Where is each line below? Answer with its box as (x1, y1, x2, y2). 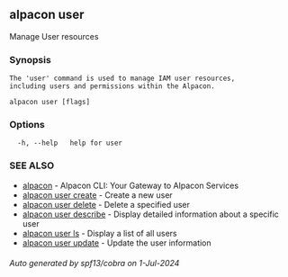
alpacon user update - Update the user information (22, 237, 211, 248)
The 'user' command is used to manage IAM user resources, (9, 74, 236, 84)
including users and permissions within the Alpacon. (9, 82, 216, 91)
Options (9, 119, 45, 131)
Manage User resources (9, 31, 99, 41)
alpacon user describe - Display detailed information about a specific (22, 209, 279, 219)
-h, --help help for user (17, 138, 123, 147)
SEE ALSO (9, 159, 55, 172)
